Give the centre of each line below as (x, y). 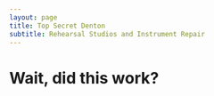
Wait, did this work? (84, 78)
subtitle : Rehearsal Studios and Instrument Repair (107, 34)
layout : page (33, 17)
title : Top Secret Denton (57, 26)
